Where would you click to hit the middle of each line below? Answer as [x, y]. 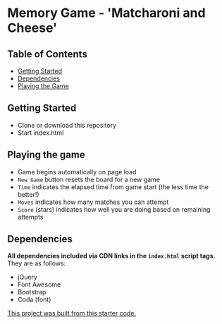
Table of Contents [48, 54]
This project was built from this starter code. [72, 313]
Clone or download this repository [67, 125]
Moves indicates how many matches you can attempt [93, 202]
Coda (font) [34, 300]
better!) [29, 194]
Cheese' [32, 28]
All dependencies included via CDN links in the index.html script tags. [111, 256]
